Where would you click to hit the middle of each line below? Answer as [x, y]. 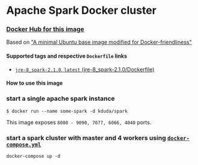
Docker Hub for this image [45, 29]
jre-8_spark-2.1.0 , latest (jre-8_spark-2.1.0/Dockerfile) [85, 69]
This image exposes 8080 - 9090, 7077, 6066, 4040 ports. [79, 122]
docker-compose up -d [33, 156]
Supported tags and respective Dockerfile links [67, 56]
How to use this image [35, 83]
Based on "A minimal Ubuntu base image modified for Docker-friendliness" [99, 42]
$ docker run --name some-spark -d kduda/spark [67, 111]
